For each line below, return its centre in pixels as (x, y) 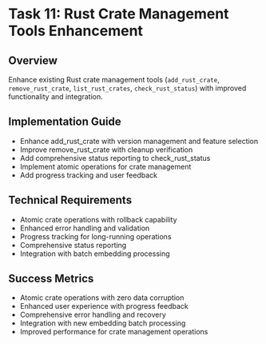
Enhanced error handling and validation (85, 228)
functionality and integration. (56, 96)
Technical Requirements (70, 200)
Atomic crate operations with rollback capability (98, 219)
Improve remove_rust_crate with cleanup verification (106, 150)
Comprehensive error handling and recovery (93, 315)
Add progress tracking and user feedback (89, 175)
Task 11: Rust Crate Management (119, 14)
